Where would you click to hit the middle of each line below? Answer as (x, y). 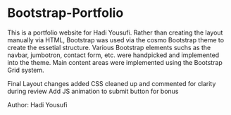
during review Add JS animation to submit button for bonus (93, 91)
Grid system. (26, 70)
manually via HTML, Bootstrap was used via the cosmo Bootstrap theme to (115, 40)
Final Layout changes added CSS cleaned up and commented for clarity (112, 83)
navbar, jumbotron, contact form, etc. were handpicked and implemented (113, 55)
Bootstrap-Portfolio (65, 13)
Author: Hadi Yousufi (37, 104)
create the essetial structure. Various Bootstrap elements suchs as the (109, 47)
